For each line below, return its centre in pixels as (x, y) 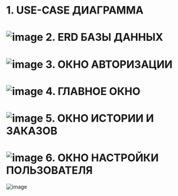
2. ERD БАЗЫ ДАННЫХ (104, 37)
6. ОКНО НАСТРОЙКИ (102, 158)
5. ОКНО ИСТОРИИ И (100, 118)
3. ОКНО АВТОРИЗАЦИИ (109, 64)
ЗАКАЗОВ (32, 131)
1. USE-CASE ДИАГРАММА (75, 10)
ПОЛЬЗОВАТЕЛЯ (49, 170)
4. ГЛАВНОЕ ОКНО (93, 91)
